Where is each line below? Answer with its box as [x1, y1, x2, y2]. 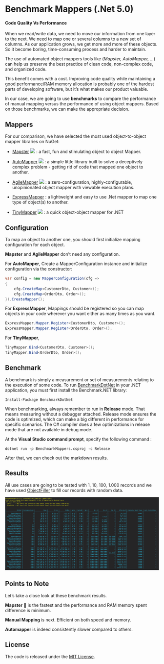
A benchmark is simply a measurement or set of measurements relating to [5, 376, 154, 383]
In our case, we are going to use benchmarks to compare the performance [5, 96, 156, 101]
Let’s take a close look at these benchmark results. [5, 592, 107, 598]
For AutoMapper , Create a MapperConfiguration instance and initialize [5, 261, 147, 267]
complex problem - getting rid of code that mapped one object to [12, 164, 143, 170]
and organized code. [5, 66, 47, 72]
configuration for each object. [5, 242, 65, 248]
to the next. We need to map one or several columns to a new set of [5, 36, 142, 42]
